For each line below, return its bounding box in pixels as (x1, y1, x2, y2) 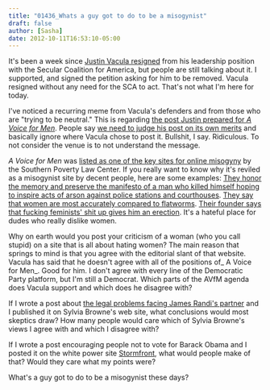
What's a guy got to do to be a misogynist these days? (8, 372, 189, 383)
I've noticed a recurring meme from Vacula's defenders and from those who (8, 106, 261, 116)
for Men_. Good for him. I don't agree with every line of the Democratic (8, 266, 243, 276)
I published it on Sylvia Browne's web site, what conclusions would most (8, 307, 249, 317)
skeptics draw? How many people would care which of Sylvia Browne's (8, 316, 245, 326)
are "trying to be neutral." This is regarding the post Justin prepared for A (8, 114, 252, 125)
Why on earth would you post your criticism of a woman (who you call (8, 231, 241, 242)
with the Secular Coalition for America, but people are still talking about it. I (8, 65, 257, 75)
